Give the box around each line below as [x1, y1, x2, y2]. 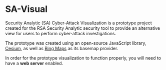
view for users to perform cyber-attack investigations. [5, 30, 116, 36]
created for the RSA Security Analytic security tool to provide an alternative [5, 25, 160, 31]
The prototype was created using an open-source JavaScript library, [5, 40, 146, 46]
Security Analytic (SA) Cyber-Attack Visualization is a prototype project [5, 20, 152, 26]
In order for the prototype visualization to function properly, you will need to [5, 55, 161, 61]
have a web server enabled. [5, 60, 63, 66]
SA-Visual [5, 3, 48, 15]
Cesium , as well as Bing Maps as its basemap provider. [5, 45, 118, 51]
